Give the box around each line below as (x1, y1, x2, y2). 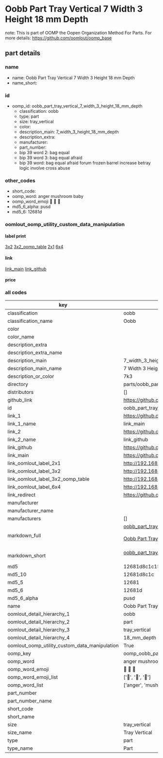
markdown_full (7, 532, 41, 539)
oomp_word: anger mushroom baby (12, 194, 84, 199)
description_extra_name (7, 349, 62, 356)
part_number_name (7, 698, 52, 705)
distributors (7, 389, 34, 396)
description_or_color (7, 373, 54, 380)
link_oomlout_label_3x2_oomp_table (7, 476, 90, 482)
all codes (5, 289, 27, 296)
